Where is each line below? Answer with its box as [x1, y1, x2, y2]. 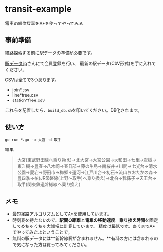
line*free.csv [12, 92, 38, 98]
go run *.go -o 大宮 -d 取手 [5, 137, 62, 142]
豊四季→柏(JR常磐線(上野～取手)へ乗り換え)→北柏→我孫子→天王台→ [17, 175, 157, 181]
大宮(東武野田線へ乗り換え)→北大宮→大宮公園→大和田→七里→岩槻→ [17, 157, 157, 163]
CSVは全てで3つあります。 [5, 77, 60, 83]
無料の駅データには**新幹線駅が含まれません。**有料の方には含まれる [12, 235, 154, 241]
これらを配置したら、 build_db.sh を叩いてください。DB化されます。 [5, 107, 142, 113]
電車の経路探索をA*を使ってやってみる [5, 20, 83, 26]
